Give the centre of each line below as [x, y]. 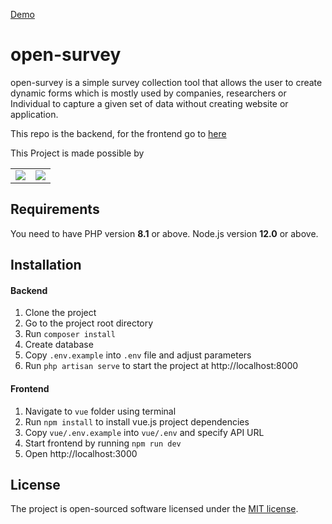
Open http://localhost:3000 [81, 453]
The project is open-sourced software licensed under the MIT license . [154, 509]
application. [34, 114]
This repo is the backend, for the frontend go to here [118, 133]
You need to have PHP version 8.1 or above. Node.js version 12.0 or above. [164, 233]
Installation [46, 265]
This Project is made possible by [77, 153]
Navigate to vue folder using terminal [100, 411]
